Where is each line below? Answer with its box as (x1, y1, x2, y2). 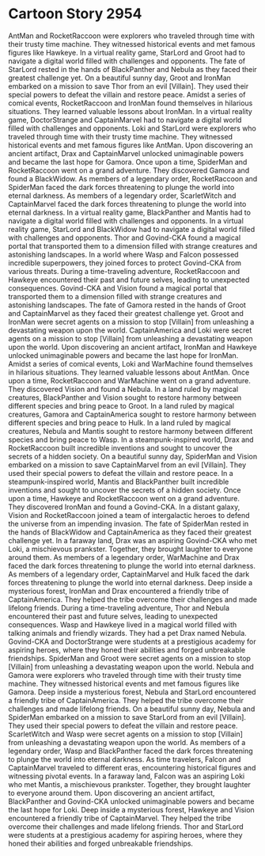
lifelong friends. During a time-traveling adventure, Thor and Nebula (8, 603, 230, 612)
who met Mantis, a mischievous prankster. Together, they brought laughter (8, 779, 252, 789)
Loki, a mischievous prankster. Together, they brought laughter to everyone (8, 544, 253, 554)
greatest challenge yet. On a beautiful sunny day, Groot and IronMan (8, 73, 232, 82)
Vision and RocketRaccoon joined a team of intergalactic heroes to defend (8, 510, 250, 519)
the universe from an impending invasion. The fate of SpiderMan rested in (8, 519, 249, 528)
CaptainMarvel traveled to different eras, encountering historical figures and (8, 763, 256, 772)
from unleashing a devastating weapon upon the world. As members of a (8, 737, 246, 747)
